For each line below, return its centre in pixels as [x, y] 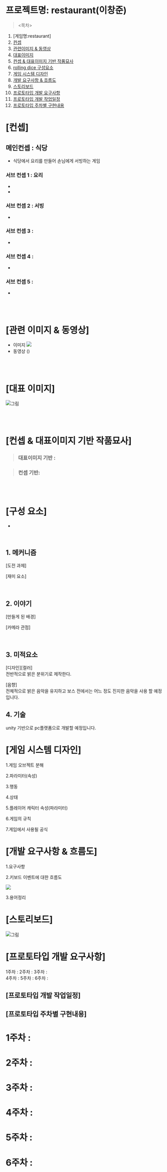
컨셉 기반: [29, 473]
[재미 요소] [16, 576]
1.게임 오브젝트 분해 [25, 765]
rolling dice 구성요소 [33, 67]
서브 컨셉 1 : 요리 [24, 175]
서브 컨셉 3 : [20, 231]
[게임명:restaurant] [32, 36]
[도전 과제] [16, 566]
